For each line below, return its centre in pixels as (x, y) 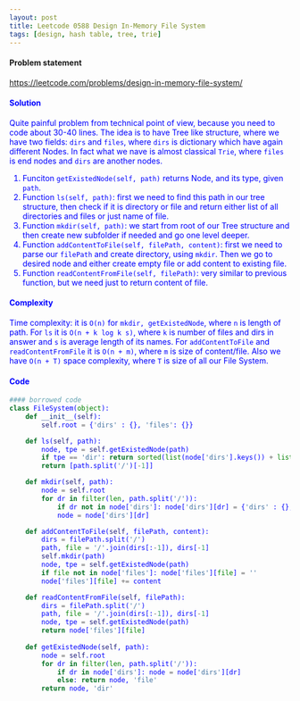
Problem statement (46, 63)
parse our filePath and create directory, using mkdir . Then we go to (147, 254)
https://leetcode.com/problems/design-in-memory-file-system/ (126, 82)
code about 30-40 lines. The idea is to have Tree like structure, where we (144, 132)
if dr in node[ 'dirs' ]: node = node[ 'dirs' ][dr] (149, 672)
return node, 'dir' (78, 688)
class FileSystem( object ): (59, 409)
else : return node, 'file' (107, 680)
